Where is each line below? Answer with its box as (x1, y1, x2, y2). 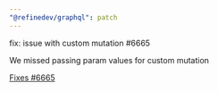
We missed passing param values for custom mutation (9, 54, 210, 65)
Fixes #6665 (9, 72, 55, 83)
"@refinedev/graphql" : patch (9, 12, 118, 22)
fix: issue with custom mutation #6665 (9, 37, 150, 48)
